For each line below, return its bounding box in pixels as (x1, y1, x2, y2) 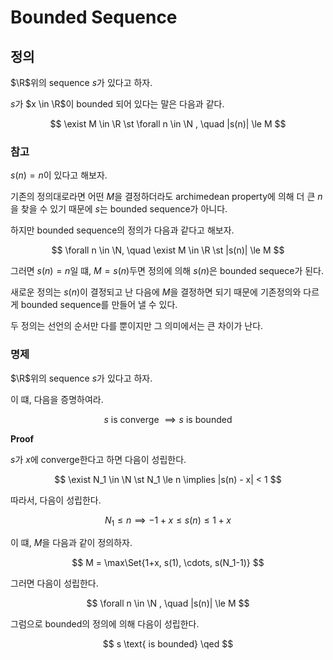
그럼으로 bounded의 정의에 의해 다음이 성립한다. (10, 618, 200, 630)
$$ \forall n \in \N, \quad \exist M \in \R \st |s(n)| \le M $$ (51, 244, 285, 256)
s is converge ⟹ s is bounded (103, 413, 233, 425)
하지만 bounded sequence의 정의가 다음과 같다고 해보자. (10, 224, 235, 236)
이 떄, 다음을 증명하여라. (10, 393, 104, 405)
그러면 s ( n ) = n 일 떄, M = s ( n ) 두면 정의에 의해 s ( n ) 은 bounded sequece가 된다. (10, 265, 325, 277)
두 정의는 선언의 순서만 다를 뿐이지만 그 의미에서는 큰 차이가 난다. (10, 320, 264, 332)
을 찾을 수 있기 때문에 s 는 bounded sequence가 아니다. (10, 203, 228, 215)
